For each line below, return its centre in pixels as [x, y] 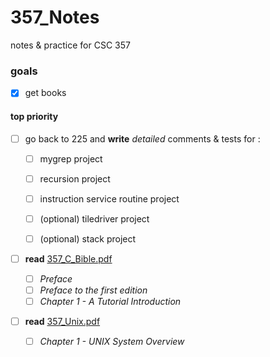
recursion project [75, 178]
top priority [34, 116]
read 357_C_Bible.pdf [68, 258]
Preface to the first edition [93, 290]
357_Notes [55, 17]
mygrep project [71, 158]
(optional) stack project [88, 238]
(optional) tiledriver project [94, 218]
